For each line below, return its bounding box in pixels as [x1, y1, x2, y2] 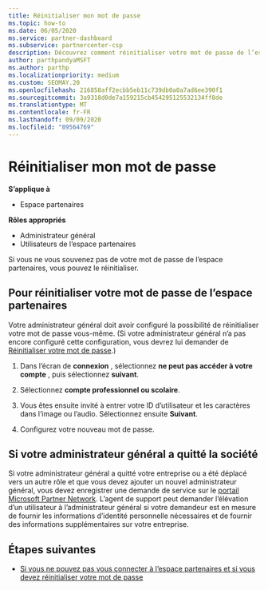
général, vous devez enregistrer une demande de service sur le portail [8, 485, 239, 496]
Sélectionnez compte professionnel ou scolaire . [19, 385, 181, 394]
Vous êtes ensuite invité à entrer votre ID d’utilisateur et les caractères [19, 401, 250, 410]
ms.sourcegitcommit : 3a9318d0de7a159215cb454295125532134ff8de [8, 94, 223, 102]
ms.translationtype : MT [8, 101, 88, 109]
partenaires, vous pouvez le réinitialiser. [8, 263, 140, 273]
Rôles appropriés [8, 215, 66, 225]
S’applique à [8, 184, 50, 193]
